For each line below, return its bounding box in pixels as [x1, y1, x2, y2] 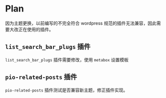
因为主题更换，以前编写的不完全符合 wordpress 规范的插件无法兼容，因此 [5, 20, 156, 26]
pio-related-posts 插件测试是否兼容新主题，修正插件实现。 [5, 87, 128, 93]
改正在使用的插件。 [13, 26, 53, 32]
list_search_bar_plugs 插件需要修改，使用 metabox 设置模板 [5, 56, 129, 62]
